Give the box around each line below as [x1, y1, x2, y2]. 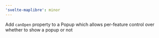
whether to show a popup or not [5, 26, 73, 33]
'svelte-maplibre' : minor [5, 7, 60, 13]
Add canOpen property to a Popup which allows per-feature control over [5, 21, 154, 27]
